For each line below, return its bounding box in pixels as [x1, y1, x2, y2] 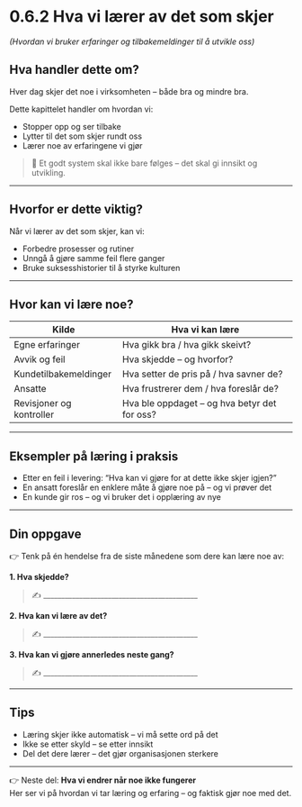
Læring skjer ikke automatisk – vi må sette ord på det [22, 729, 218, 739]
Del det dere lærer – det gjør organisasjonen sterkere [22, 748, 218, 758]
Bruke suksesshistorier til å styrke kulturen [22, 262, 181, 273]
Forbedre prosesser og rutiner [22, 243, 135, 254]
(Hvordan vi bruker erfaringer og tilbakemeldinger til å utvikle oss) [9, 36, 255, 47]
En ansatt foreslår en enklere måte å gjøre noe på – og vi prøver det [22, 482, 272, 493]
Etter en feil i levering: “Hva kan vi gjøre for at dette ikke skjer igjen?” [22, 473, 277, 484]
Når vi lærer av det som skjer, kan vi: [9, 225, 146, 236]
